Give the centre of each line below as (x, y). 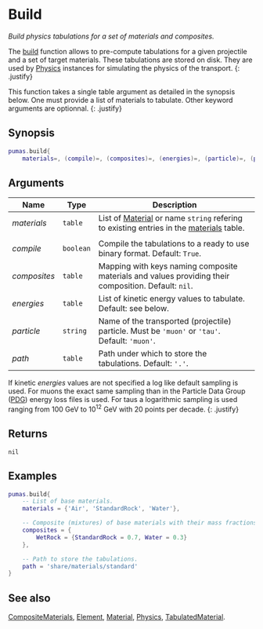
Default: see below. (134, 309)
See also (29, 598)
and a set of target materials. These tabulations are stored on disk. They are (130, 60)
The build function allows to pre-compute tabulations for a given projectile (128, 51)
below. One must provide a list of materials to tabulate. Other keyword (121, 100)
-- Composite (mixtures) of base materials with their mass (122, 523)
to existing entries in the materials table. (171, 228)
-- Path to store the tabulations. (80, 559)
